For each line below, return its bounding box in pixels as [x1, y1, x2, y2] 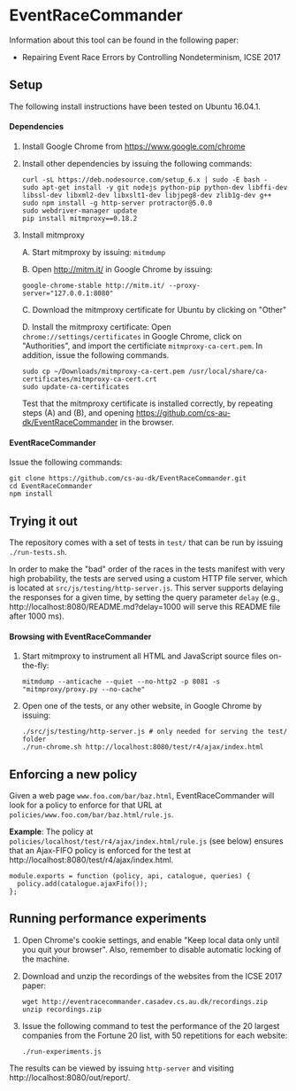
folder [21, 735, 47, 744]
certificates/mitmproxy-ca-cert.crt [21, 374, 157, 384]
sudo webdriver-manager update [21, 206, 138, 215]
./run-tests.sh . [9, 546, 68, 557]
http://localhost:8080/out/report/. [9, 1072, 131, 1082]
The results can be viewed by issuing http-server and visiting [9, 1063, 234, 1073]
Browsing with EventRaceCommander [9, 631, 152, 642]
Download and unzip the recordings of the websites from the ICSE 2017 [21, 970, 283, 981]
